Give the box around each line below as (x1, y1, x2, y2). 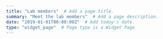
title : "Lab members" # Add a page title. (6, 8, 114, 14)
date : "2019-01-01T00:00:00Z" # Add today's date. (6, 19, 135, 25)
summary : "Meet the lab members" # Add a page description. (6, 14, 159, 19)
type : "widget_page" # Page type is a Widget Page (6, 24, 135, 30)
